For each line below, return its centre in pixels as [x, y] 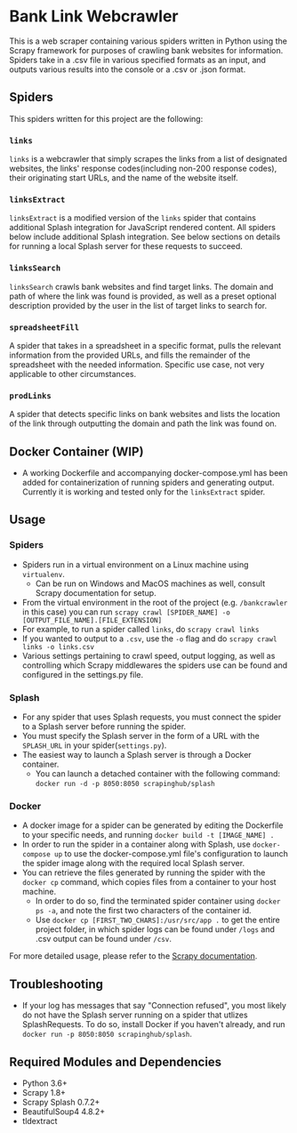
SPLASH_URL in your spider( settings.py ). [94, 745]
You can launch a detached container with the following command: [158, 774]
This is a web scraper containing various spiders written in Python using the [148, 41]
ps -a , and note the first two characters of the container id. [143, 911]
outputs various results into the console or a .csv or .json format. [128, 69]
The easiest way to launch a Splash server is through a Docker [136, 755]
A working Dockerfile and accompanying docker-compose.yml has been [155, 473]
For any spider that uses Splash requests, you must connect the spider [152, 717]
